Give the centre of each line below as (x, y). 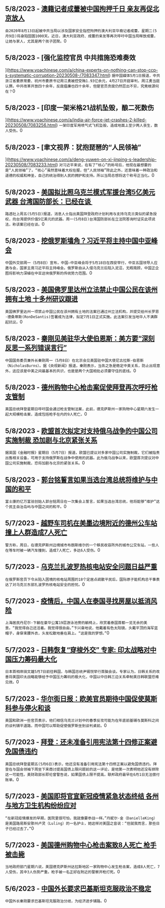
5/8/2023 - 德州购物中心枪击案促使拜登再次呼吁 (78, 387)
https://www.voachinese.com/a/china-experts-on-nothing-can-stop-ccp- (83, 70)
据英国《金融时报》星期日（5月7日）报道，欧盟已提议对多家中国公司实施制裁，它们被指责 (82, 453)
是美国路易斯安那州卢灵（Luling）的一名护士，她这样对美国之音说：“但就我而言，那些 (81, 823)
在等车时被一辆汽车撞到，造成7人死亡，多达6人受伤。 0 (53, 550)
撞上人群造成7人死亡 (36, 533)
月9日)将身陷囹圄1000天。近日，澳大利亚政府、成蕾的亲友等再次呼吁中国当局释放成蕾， (81, 36)
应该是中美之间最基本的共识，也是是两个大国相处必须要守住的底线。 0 (76, 371)
